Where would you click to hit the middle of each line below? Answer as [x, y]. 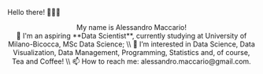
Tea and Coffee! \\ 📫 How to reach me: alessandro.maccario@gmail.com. [131, 61]
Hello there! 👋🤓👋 [34, 12]
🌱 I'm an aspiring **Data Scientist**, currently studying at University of [131, 36]
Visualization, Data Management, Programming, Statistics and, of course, [131, 52]
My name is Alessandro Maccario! [131, 27]
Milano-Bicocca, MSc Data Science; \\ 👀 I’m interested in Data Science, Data [131, 44]
